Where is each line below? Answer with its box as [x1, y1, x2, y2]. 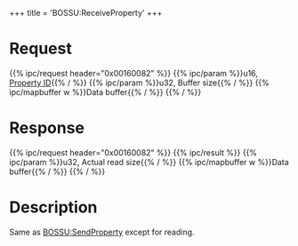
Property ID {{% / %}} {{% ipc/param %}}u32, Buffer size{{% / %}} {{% [9, 77, 270, 88]
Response [9, 118, 85, 139]
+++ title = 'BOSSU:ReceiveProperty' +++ [9, 8, 163, 18]
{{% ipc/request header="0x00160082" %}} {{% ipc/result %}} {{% [9, 147, 258, 158]
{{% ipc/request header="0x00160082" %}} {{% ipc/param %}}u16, [9, 67, 258, 78]
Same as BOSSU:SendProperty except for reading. [9, 226, 195, 237]
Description [9, 197, 98, 218]
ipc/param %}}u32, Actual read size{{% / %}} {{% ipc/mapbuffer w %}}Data [9, 156, 289, 167]
